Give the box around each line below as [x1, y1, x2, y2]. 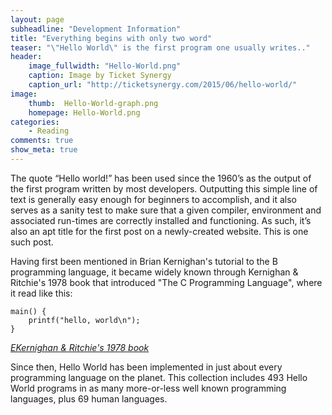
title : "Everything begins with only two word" [10, 33, 213, 43]
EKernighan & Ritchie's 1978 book [10, 341, 150, 353]
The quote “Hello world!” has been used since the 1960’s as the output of [10, 172, 312, 184]
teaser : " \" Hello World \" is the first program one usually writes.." [10, 42, 311, 53]
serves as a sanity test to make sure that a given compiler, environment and [10, 204, 322, 216]
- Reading [28, 126, 70, 136]
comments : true [10, 136, 74, 146]
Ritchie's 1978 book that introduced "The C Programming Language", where [10, 276, 323, 288]
